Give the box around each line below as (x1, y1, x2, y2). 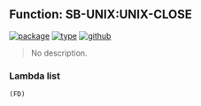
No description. (30, 48, 88, 58)
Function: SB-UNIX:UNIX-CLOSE (9, 7, 192, 22)
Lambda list (9, 70, 60, 82)
